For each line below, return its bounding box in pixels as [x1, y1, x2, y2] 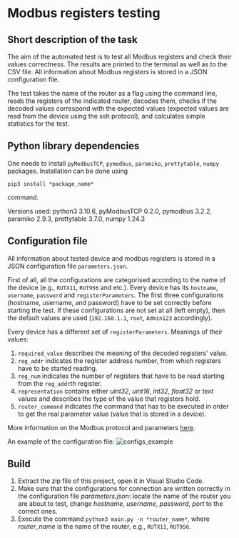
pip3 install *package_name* [7, 180, 94, 187]
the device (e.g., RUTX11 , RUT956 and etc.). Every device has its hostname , [7, 283, 218, 292]
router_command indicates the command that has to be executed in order [17, 402, 229, 410]
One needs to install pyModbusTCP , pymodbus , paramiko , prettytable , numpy [7, 159, 220, 167]
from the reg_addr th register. [17, 379, 102, 387]
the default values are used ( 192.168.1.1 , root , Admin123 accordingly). [7, 313, 213, 322]
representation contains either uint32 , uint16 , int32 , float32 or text [17, 387, 214, 395]
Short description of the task [7, 34, 138, 46]
